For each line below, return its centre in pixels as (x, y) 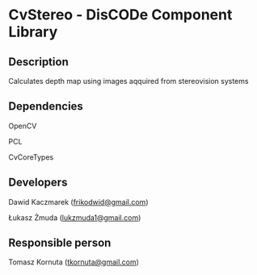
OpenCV (23, 126)
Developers (38, 183)
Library (33, 32)
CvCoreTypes (31, 157)
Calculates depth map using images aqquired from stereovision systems (128, 81)
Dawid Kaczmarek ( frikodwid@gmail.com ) (78, 202)
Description (38, 62)
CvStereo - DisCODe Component (120, 15)
